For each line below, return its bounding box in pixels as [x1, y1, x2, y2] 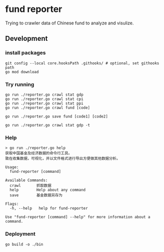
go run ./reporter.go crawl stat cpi [5, 96, 84, 102]
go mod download [5, 69, 39, 74]
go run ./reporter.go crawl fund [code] [5, 105, 91, 110]
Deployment [5, 231, 36, 238]
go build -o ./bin [5, 242, 43, 247]
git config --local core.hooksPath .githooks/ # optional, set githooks [5, 61, 160, 66]
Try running [5, 81, 34, 88]
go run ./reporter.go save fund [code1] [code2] [5, 114, 108, 119]
